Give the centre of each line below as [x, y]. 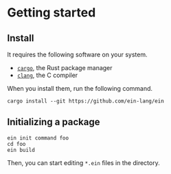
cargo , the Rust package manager [65, 68]
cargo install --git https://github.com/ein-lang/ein [86, 101]
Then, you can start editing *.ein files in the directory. [83, 162]
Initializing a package [54, 122]
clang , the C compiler [47, 75]
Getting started [52, 13]
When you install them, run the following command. [80, 88]
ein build [21, 150]
